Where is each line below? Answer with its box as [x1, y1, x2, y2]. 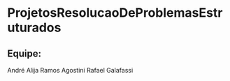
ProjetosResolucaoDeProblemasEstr [7, 5, 223, 21]
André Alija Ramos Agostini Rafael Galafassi [7, 66, 134, 74]
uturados [7, 20, 62, 36]
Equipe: [7, 47, 42, 59]
